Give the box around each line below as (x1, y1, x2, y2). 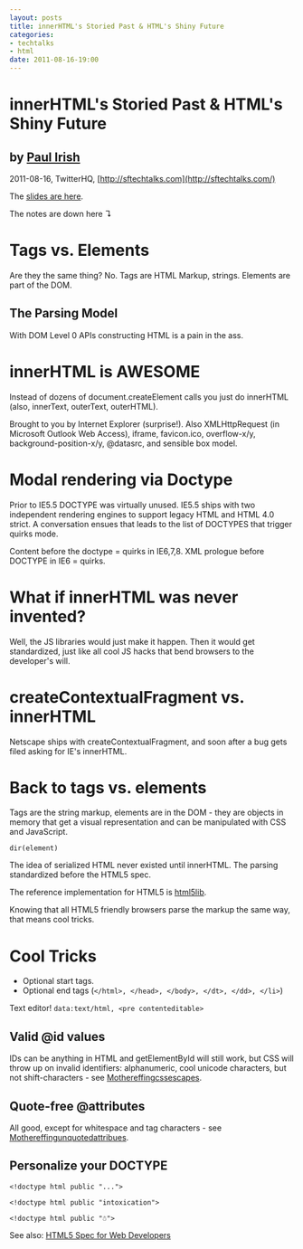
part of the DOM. (9, 279, 72, 290)
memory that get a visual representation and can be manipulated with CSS (9, 817, 287, 828)
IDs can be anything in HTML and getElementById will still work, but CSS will (9, 1053, 294, 1064)
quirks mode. (9, 528, 59, 539)
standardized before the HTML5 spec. (9, 869, 152, 880)
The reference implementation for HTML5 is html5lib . (9, 887, 207, 898)
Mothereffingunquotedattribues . (9, 1132, 129, 1142)
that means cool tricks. (9, 914, 95, 925)
